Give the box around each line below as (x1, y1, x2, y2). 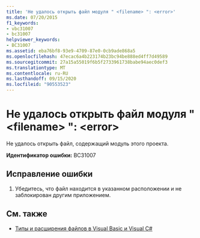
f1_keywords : (6, 20, 39, 26)
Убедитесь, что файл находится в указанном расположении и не (14, 185, 182, 192)
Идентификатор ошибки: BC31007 (6, 151, 96, 159)
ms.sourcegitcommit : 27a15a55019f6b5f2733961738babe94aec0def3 (6, 59, 168, 65)
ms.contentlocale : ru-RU (6, 70, 68, 76)
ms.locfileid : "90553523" (6, 82, 71, 88)
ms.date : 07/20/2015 (6, 14, 58, 20)
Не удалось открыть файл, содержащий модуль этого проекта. (6, 139, 169, 147)
